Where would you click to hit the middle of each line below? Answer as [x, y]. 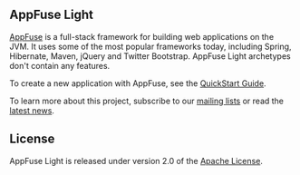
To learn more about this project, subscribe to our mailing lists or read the [146, 101]
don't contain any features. [60, 65]
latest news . [32, 110]
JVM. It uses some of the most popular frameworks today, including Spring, [150, 46]
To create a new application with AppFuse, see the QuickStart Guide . [138, 83]
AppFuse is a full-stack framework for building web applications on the [142, 36]
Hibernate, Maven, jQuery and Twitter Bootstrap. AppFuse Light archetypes [150, 56]
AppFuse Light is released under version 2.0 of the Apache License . [136, 160]
